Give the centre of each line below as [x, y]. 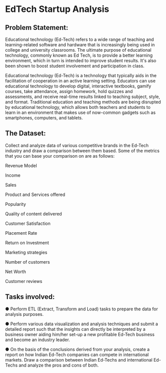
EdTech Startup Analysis [57, 9]
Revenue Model [21, 166]
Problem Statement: [37, 28]
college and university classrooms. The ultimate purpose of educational [78, 50]
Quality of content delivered [33, 214]
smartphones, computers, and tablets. [44, 118]
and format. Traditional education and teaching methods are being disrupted [83, 102]
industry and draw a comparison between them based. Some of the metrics [82, 151]
